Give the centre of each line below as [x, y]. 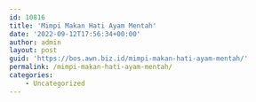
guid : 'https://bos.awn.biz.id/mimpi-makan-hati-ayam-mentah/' [129, 59]
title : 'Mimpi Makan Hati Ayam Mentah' [83, 26]
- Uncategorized [56, 83]
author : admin [36, 42]
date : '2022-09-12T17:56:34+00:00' [75, 34]
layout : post [33, 51]
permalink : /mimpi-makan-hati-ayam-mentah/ [91, 67]
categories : [31, 75]
